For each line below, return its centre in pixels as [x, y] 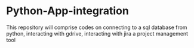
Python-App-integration [68, 11]
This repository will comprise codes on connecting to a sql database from [97, 27]
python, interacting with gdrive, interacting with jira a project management [97, 33]
